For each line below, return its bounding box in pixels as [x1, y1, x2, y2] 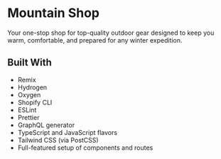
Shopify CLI [17, 98, 53, 106]
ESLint [17, 105, 37, 114]
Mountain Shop [7, 5, 100, 21]
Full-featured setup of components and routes [17, 143, 153, 152]
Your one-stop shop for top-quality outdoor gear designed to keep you [7, 28, 215, 37]
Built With [7, 57, 52, 69]
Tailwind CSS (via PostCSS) [17, 136, 99, 144]
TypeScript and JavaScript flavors [17, 128, 118, 136]
